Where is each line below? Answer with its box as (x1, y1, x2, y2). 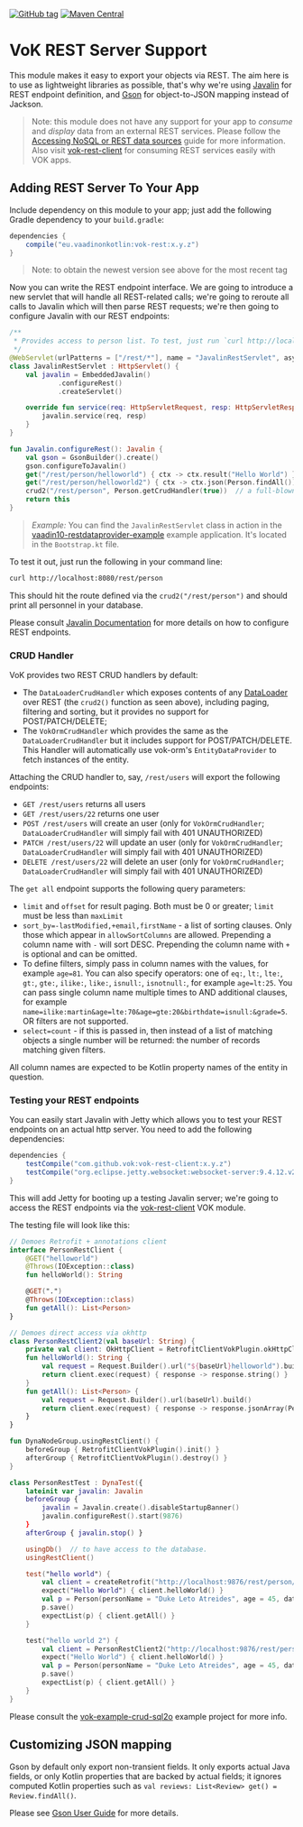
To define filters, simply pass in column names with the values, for (22, 959, 269, 969)
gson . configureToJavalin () (25, 461, 127, 471)
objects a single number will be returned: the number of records (22, 1035, 261, 1046)
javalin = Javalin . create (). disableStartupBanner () (41, 1503, 241, 1512)
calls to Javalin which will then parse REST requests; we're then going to (9, 301, 280, 312)
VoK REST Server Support (9, 41, 207, 60)
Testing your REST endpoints (9, 1094, 140, 1106)
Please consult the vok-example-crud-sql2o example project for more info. (9, 1711, 288, 1721)
